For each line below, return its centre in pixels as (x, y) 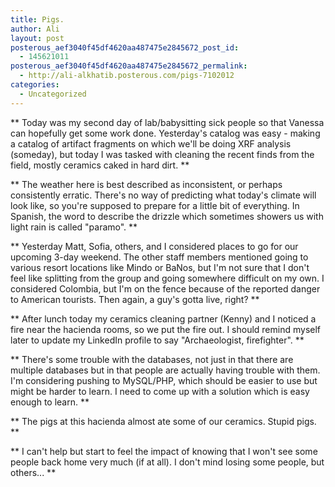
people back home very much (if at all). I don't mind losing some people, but (167, 462)
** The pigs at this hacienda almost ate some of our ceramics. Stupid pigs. (163, 421)
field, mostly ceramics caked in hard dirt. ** (100, 165)
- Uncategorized (53, 94)
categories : (35, 85)
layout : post (37, 38)
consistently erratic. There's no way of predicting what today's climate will (163, 195)
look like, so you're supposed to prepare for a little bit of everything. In (155, 205)
